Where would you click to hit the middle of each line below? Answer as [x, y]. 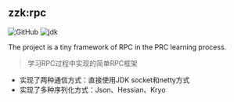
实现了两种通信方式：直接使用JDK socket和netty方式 [104, 80]
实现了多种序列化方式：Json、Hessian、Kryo [92, 89]
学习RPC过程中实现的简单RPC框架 [83, 63]
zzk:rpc [27, 13]
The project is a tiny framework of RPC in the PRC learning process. [117, 47]
